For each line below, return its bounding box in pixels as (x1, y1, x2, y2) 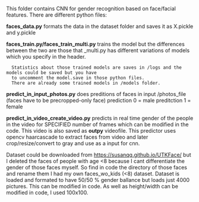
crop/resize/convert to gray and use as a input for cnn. (6, 140, 140, 147)
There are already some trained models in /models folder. (11, 80, 161, 86)
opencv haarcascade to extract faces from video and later (6, 133, 149, 140)
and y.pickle (6, 29, 36, 36)
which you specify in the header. (6, 53, 86, 60)
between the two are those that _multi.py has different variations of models (6, 47, 190, 54)
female (6, 103, 23, 110)
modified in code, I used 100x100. (6, 189, 89, 196)
